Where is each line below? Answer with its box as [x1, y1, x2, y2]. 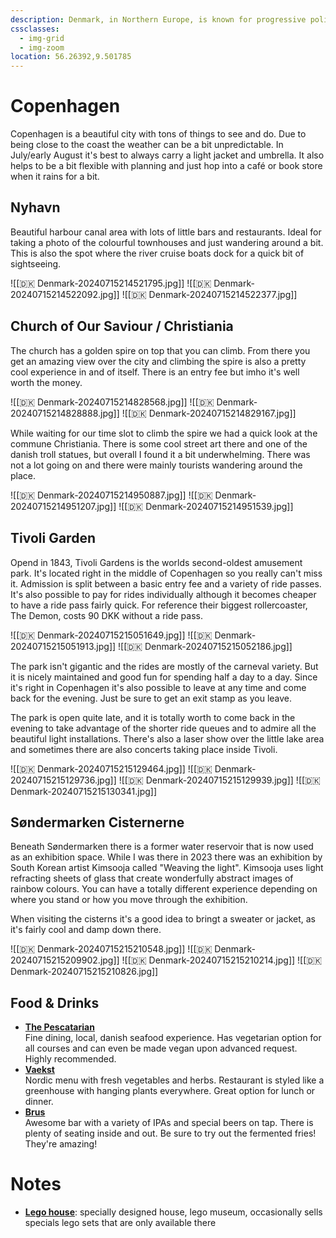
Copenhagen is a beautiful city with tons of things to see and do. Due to [10, 128, 307, 140]
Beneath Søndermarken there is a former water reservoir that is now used [10, 841, 314, 853]
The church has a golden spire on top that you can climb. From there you [10, 344, 311, 356]
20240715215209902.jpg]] [10, 954, 120, 966]
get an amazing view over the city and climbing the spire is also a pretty [10, 355, 307, 367]
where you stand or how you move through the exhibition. [10, 894, 248, 906]
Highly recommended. [24, 1053, 117, 1065]
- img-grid [19, 33, 65, 43]
